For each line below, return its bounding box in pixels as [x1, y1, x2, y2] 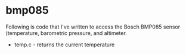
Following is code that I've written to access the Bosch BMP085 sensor [5, 23, 180, 30]
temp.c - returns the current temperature [14, 41, 115, 48]
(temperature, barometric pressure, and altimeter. [5, 29, 128, 36]
